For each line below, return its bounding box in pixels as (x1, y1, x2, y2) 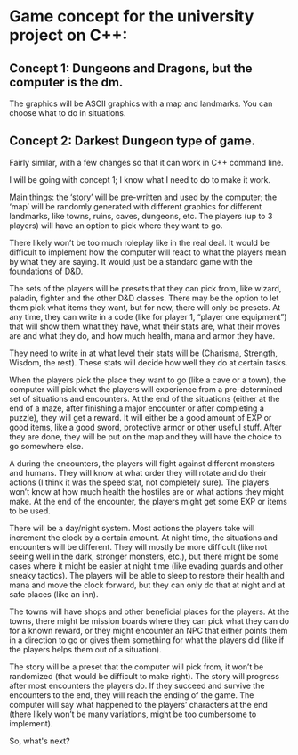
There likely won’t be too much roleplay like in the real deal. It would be (9, 237, 270, 248)
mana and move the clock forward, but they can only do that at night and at (9, 579, 286, 590)
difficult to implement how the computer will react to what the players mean (9, 247, 286, 258)
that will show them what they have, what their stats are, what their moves (9, 321, 281, 332)
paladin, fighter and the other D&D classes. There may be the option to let (9, 292, 279, 303)
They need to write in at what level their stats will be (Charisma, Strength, (9, 348, 278, 358)
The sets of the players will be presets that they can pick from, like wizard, (9, 283, 282, 293)
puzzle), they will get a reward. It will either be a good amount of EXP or (9, 412, 272, 423)
